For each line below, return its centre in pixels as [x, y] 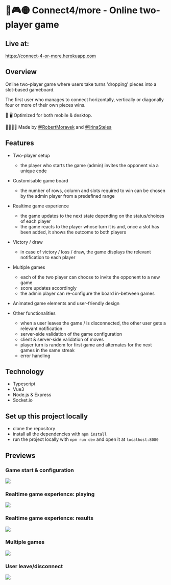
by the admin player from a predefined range [67, 196]
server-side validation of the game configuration [71, 334]
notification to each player [48, 257]
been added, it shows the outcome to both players [73, 232]
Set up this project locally [47, 416]
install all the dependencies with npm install [60, 434]
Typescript [24, 384]
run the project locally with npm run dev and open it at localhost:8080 [86, 439]
